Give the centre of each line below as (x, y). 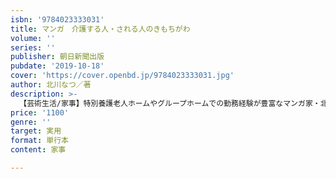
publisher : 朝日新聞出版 (57, 57)
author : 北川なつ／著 (51, 85)
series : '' (33, 47)
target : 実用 (36, 131)
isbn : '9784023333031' (57, 19)
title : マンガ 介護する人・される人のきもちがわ (100, 29)
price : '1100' (40, 112)
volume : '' (33, 38)
